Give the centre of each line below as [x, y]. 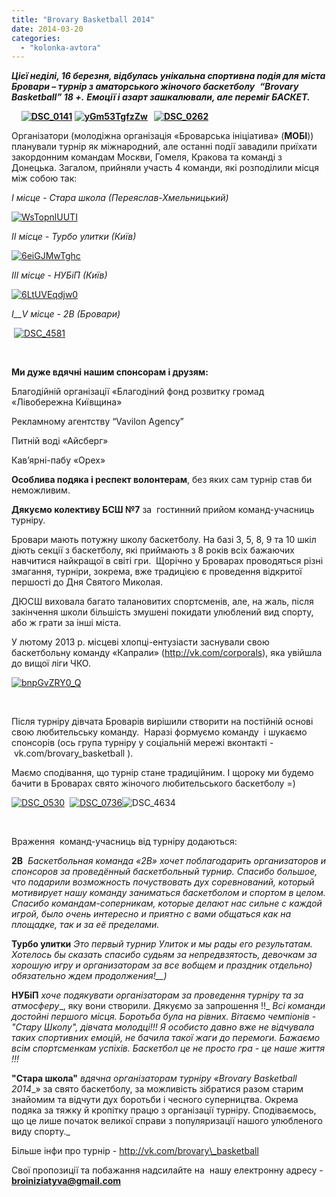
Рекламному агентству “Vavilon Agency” [97, 422]
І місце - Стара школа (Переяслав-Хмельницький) [120, 198]
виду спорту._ [41, 1132]
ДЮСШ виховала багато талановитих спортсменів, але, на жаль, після [162, 602]
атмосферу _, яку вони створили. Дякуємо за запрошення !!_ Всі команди [168, 1006]
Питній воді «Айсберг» [60, 441]
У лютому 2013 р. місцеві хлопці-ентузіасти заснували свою [140, 642]
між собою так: [44, 178]
